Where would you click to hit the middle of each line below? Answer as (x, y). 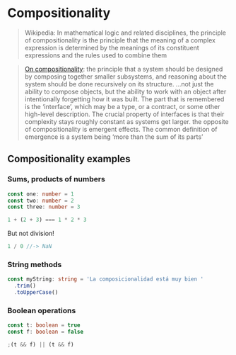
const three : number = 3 (44, 207)
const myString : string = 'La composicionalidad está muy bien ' (105, 279)
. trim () (25, 286)
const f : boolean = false (45, 332)
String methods (35, 264)
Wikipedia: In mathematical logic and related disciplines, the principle (125, 33)
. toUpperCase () (36, 293)
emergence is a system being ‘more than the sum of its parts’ (114, 137)
